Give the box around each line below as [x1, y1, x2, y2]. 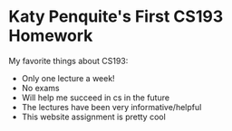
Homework [8, 25, 93, 46]
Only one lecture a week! [21, 72, 115, 83]
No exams [21, 82, 60, 93]
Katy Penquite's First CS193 [8, 6, 224, 27]
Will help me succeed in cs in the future [21, 92, 169, 103]
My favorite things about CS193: [8, 55, 129, 66]
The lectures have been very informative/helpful [21, 101, 202, 112]
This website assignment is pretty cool [21, 111, 167, 122]
